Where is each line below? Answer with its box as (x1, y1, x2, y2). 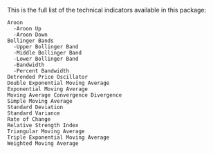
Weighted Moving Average (7, 140, 79, 147)
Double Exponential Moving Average (7, 79, 110, 86)
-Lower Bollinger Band (13, 55, 79, 62)
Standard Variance (7, 110, 60, 117)
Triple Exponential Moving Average (7, 134, 110, 141)
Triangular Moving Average (7, 128, 85, 135)
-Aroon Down (13, 31, 48, 38)
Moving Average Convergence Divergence (7, 92, 122, 99)
